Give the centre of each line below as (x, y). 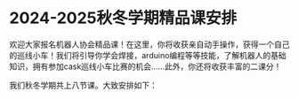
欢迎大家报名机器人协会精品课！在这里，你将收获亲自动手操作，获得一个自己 (149, 44)
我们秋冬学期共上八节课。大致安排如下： (83, 85)
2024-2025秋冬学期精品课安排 (123, 18)
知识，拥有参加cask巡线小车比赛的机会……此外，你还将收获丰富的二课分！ (145, 66)
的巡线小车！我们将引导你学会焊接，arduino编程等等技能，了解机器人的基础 (148, 55)
